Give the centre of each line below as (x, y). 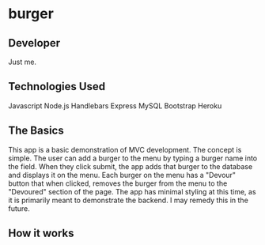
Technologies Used (57, 87)
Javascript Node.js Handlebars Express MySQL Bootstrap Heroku (115, 106)
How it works (41, 234)
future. (19, 208)
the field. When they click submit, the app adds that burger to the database (131, 166)
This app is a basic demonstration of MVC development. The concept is (125, 149)
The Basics (36, 131)
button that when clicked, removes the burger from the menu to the (118, 183)
